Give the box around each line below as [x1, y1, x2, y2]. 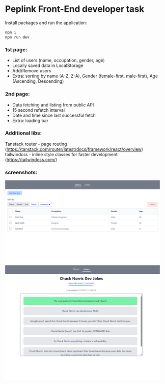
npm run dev [5, 34, 29, 40]
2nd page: [5, 91, 30, 97]
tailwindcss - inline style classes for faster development [5, 151, 118, 157]
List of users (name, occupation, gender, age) [12, 58, 105, 64]
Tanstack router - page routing [5, 141, 67, 147]
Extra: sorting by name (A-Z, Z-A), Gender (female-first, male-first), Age [12, 73, 158, 79]
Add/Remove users [12, 68, 52, 74]
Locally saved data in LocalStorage [12, 63, 83, 68]
